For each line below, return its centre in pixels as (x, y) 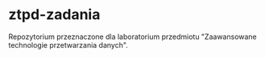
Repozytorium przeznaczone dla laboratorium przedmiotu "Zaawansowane (133, 37)
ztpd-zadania (54, 15)
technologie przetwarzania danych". (68, 44)
